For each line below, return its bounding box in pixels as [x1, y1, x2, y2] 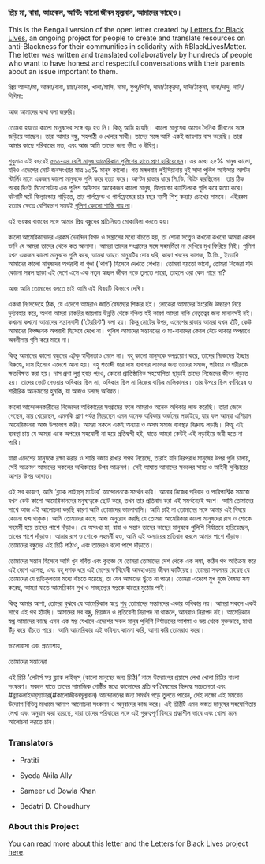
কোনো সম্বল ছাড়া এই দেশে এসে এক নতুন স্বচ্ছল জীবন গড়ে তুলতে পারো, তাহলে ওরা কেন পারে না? [8, 268, 226, 277]
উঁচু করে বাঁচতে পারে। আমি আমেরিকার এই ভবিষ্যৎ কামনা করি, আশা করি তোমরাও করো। [8, 625, 206, 635]
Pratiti [19, 755, 39, 764]
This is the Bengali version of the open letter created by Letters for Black [8, 25, 244, 35]
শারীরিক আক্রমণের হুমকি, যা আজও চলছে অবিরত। [8, 386, 121, 396]
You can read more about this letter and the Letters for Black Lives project [8, 839, 248, 848]
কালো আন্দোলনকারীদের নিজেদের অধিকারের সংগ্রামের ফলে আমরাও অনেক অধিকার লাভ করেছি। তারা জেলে [8, 402, 242, 411]
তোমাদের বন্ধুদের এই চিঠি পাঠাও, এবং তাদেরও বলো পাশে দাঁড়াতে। [8, 540, 155, 550]
